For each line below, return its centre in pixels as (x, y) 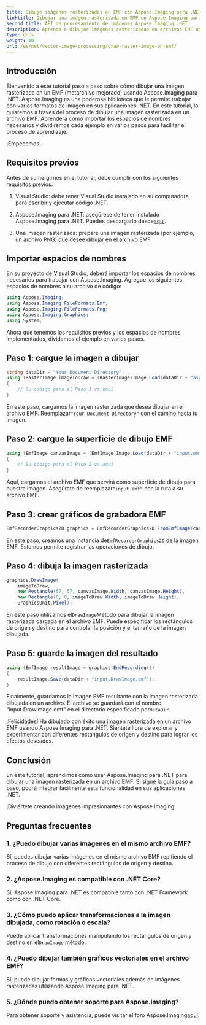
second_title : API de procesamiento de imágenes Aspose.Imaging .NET (97, 23)
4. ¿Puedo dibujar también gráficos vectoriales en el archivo (98, 958)
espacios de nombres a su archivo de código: (64, 287)
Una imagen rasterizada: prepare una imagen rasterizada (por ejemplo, (105, 233)
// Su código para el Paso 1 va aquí (66, 389)
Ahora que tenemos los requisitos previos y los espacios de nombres (93, 332)
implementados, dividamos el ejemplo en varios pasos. (76, 339)
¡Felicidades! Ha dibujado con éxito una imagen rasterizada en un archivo (99, 721)
